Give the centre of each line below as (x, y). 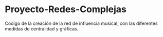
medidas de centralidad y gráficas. (42, 28)
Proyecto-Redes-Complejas (66, 9)
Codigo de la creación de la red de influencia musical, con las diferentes (81, 23)
